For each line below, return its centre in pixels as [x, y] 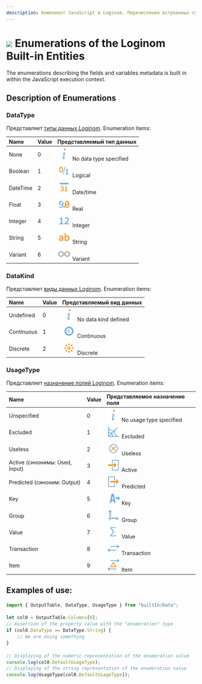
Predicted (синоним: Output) [45, 482]
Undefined [22, 316]
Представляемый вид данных [102, 302]
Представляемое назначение [145, 396]
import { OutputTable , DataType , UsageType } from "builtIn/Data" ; [93, 605]
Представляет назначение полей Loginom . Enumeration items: [86, 383]
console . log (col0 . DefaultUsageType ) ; [54, 662]
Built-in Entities [46, 56]
